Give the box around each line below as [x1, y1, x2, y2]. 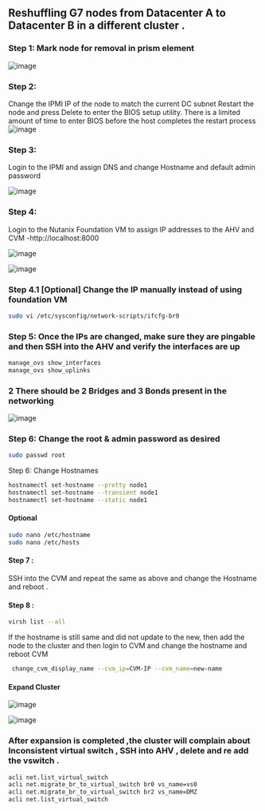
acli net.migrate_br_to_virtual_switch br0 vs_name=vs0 [8, 781, 197, 789]
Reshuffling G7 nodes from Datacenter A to [8, 6, 227, 20]
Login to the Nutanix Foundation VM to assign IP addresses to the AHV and [8, 224, 255, 234]
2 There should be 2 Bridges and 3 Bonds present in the [8, 385, 228, 396]
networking [8, 395, 54, 406]
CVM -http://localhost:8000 [8, 233, 99, 243]
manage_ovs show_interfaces [8, 359, 102, 367]
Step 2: [8, 81, 37, 92]
